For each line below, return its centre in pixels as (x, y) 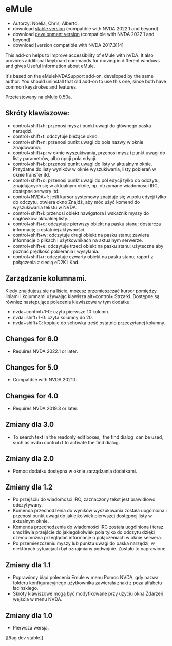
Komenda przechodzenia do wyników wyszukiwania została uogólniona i (90, 511)
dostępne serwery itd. (36, 191)
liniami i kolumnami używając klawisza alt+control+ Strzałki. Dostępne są (82, 296)
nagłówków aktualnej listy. (41, 218)
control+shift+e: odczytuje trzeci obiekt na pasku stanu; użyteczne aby (88, 246)
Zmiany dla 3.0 (30, 424)
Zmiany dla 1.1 (28, 565)
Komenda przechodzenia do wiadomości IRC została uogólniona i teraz (88, 527)
